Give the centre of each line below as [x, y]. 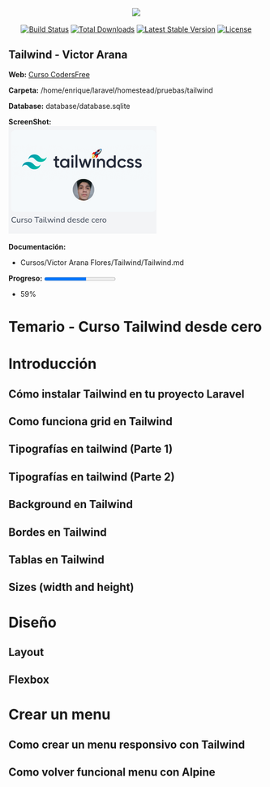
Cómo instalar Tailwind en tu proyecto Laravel [126, 394]
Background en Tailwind [71, 504]
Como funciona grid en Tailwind [90, 422]
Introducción [53, 364]
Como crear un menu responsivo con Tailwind [127, 744]
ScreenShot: [30, 121]
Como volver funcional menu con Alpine [112, 772]
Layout [26, 652]
